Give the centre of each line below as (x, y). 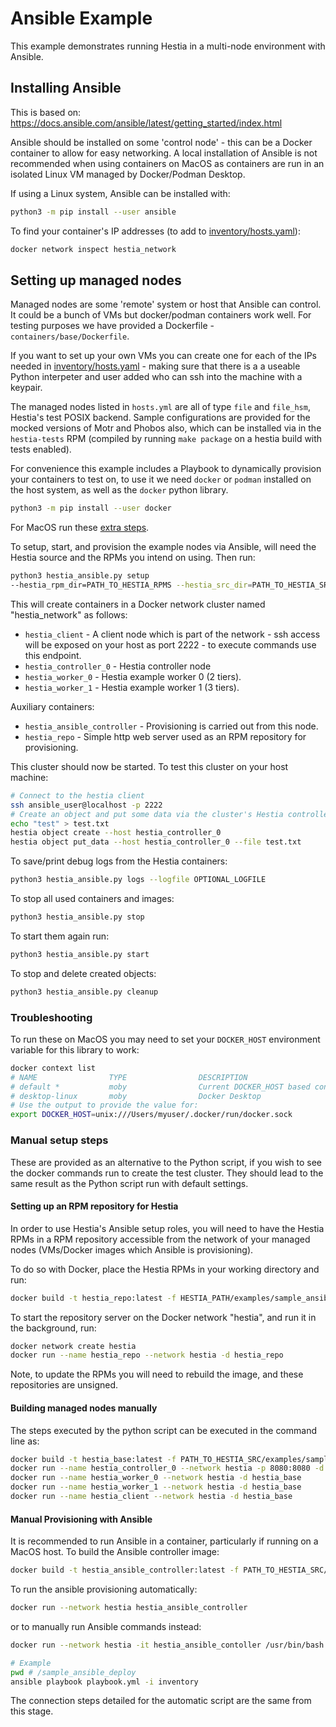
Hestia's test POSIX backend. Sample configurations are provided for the (160, 418)
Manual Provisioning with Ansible (81, 1519)
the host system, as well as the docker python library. (119, 490)
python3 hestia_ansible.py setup (80, 576)
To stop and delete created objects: (83, 973)
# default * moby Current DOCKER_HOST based (160, 1087)
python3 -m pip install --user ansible (93, 212)
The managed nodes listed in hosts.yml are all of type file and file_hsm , (160, 407)
